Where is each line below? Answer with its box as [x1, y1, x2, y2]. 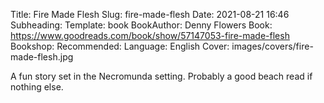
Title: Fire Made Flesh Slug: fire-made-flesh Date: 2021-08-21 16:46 [10, 9, 290, 20]
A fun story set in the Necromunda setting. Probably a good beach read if [10, 70, 313, 82]
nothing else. [10, 81, 64, 93]
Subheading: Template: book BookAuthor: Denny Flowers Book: [10, 19, 273, 31]
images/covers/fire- [231, 40, 314, 52]
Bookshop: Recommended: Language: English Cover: [10, 40, 230, 52]
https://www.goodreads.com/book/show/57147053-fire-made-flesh [10, 30, 290, 41]
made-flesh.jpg [10, 51, 74, 63]
